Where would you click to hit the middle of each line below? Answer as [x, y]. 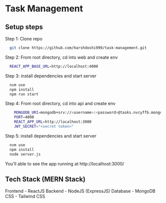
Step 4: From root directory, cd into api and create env [60, 103]
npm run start [24, 94]
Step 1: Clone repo [24, 39]
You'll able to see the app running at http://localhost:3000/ [65, 163]
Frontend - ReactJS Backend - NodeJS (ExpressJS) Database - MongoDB [80, 191]
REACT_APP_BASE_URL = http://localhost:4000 [54, 66]
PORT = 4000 [24, 117]
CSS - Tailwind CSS [25, 197]
